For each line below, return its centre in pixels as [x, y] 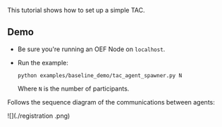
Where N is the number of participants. [73, 88]
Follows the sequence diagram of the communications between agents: [111, 102]
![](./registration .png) [39, 116]
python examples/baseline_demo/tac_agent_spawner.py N [100, 75]
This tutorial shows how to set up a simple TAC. [76, 10]
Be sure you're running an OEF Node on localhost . [91, 49]
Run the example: [43, 62]
